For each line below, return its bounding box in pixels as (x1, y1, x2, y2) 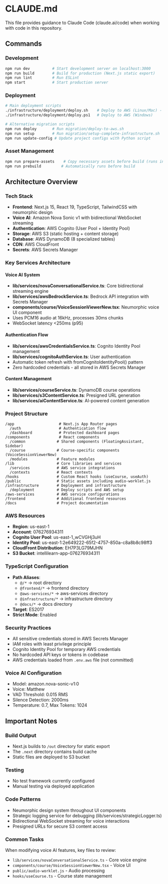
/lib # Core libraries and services (5, 461, 122, 466)
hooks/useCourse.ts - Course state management (12, 872, 112, 879)
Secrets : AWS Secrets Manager (12, 247, 78, 253)
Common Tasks (5, 836, 44, 843)
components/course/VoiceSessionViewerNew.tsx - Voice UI (12, 862, 131, 868)
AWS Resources (5, 512, 45, 519)
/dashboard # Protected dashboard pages (9, 430, 120, 435)
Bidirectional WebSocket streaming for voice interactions (12, 818, 130, 824)
